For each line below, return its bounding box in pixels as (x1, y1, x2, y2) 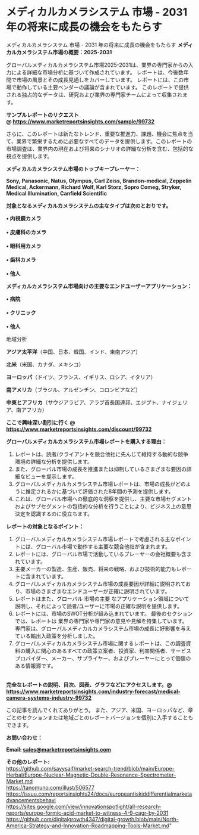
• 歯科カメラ (6, 256, 36, 263)
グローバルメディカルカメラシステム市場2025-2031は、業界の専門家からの (6, 61, 188, 69)
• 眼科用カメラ (6, 242, 42, 249)
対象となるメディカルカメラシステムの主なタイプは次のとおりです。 (6, 202, 172, 209)
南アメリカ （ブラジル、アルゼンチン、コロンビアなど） (6, 386, 141, 393)
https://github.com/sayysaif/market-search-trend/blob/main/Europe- (6, 765, 175, 772)
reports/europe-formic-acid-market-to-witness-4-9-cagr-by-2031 (6, 809, 169, 817)
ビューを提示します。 (25, 473, 77, 480)
